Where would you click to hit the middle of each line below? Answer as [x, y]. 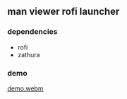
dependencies [32, 32]
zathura [29, 54]
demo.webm [25, 88]
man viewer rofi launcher [64, 12]
